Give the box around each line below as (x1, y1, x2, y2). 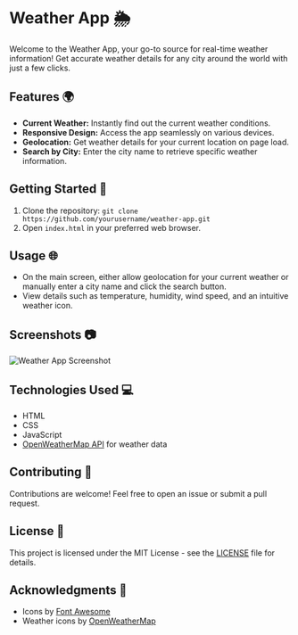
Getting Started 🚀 (9, 181, 108, 197)
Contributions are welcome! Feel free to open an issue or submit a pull (9, 488, 268, 499)
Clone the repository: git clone (21, 205, 138, 216)
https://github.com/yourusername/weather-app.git (21, 214, 211, 224)
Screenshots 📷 (9, 327, 96, 342)
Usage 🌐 (9, 248, 58, 263)
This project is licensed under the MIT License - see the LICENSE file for (9, 547, 275, 558)
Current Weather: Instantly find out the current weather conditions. (21, 118, 271, 128)
